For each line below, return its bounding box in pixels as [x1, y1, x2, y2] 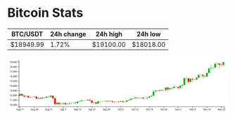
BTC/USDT [11, 30, 44, 38]
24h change [50, 30, 87, 38]
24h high [95, 30, 123, 38]
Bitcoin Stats [7, 5, 84, 21]
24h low [136, 30, 161, 38]
